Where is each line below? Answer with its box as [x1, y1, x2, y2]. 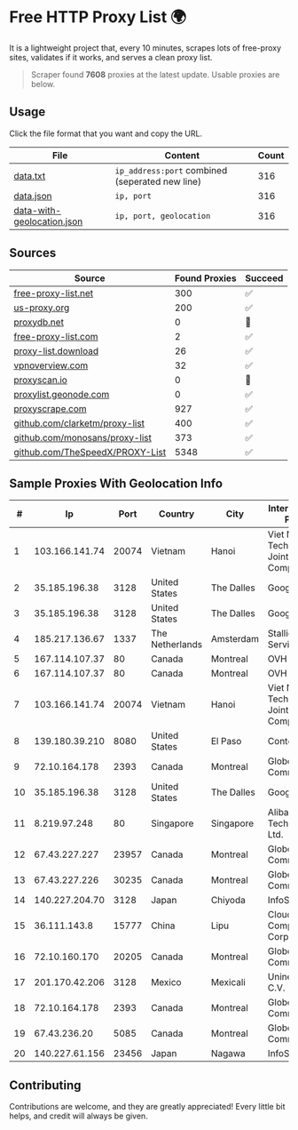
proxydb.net [13, 316, 65, 328]
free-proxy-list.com [13, 330, 99, 342]
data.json [13, 189, 52, 202]
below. [30, 78, 56, 89]
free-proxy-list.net [13, 286, 94, 299]
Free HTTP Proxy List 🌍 [9, 7, 187, 28]
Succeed [245, 272, 284, 285]
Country [158, 508, 195, 520]
